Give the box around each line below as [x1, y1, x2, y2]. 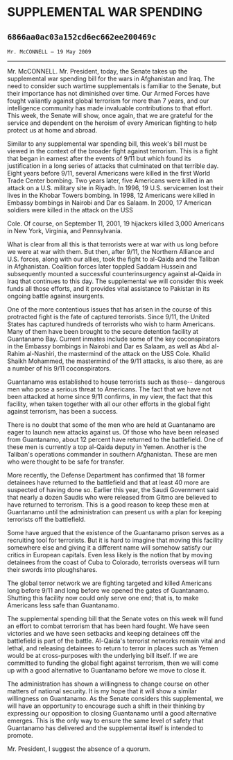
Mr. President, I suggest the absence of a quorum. [7, 745, 150, 753]
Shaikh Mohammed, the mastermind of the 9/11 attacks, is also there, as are [7, 357, 223, 365]
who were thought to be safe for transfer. [7, 457, 125, 466]
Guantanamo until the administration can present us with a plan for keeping [7, 508, 222, 516]
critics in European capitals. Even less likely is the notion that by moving [7, 551, 213, 559]
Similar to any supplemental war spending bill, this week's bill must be [7, 140, 207, 148]
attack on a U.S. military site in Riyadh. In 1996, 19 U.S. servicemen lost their [7, 184, 224, 192]
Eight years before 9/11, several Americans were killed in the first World [7, 169, 210, 177]
